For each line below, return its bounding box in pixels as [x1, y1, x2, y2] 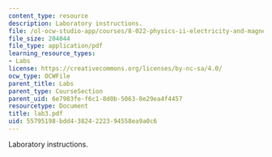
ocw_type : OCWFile [8, 72, 70, 80]
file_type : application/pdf [8, 42, 104, 50]
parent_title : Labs [8, 79, 74, 87]
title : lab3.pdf [8, 110, 63, 118]
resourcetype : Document [8, 102, 89, 110]
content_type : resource [8, 11, 89, 20]
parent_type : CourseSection [8, 87, 104, 95]
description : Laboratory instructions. [8, 19, 143, 28]
